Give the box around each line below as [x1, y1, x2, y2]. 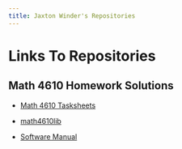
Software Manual [19, 131, 78, 142]
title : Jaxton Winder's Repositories [8, 11, 136, 20]
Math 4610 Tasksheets [19, 100, 96, 110]
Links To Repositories [8, 46, 156, 65]
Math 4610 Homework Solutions [8, 79, 174, 93]
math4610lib [19, 116, 62, 126]
